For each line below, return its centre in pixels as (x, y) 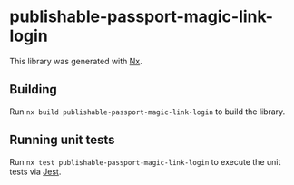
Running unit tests (62, 140)
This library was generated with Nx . (76, 61)
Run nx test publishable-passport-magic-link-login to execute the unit (145, 161)
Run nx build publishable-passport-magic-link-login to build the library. (147, 112)
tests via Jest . (35, 171)
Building (33, 89)
